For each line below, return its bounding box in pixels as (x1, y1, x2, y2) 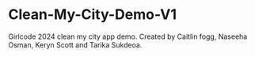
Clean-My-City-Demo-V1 (8, 6, 177, 24)
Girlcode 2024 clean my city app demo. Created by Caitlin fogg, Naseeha (8, 32, 248, 41)
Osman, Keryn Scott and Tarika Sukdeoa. (8, 40, 143, 49)
